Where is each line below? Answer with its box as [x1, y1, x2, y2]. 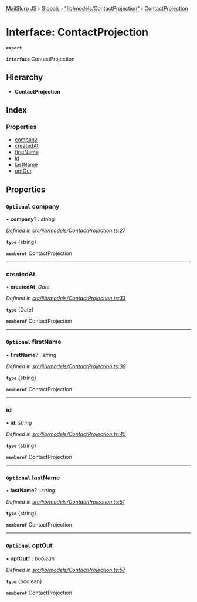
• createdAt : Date [6, 283, 50, 290]
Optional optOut [6, 541, 53, 550]
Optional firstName [6, 338, 62, 346]
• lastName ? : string [6, 487, 56, 494]
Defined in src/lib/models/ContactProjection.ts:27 [6, 227, 126, 234]
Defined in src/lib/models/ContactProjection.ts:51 [6, 498, 125, 505]
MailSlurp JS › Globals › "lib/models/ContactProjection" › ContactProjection [6, 5, 189, 12]
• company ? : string [6, 216, 55, 223]
